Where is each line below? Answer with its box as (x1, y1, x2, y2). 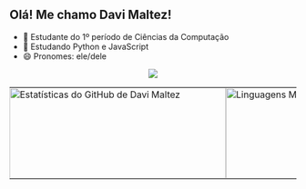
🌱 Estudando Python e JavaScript (22, 41, 149, 52)
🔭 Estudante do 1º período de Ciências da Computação (22, 31, 229, 42)
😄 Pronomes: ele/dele (22, 50, 107, 62)
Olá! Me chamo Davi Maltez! (9, 7, 172, 23)
